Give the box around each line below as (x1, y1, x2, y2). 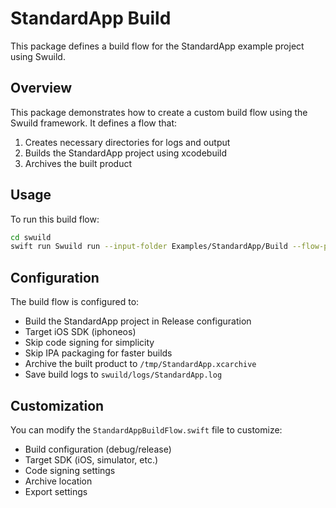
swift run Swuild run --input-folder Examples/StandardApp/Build (10, 242, 288, 252)
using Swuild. (10, 50, 66, 62)
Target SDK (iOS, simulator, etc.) (24, 453, 159, 466)
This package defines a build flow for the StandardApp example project (10, 40, 305, 52)
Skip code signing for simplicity (24, 337, 155, 349)
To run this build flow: (10, 213, 100, 225)
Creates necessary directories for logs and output (24, 136, 231, 148)
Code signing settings (24, 464, 116, 476)
